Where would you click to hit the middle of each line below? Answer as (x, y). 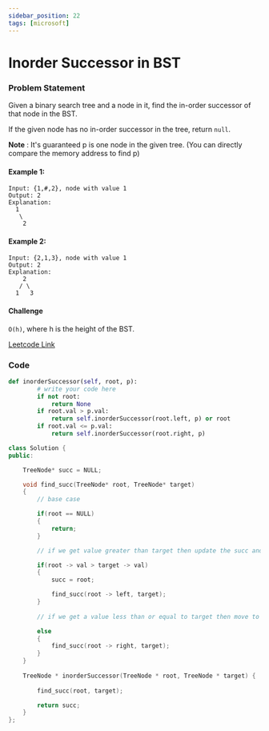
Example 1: (27, 171)
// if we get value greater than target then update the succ (143, 550)
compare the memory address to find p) (74, 153)
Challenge (26, 311)
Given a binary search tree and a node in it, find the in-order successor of (130, 105)
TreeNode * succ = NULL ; (62, 470)
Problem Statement (47, 87)
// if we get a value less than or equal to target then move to (149, 617)
